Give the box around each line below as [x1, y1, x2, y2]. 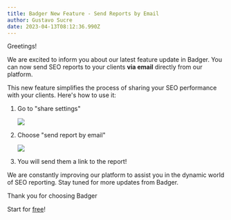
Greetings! [7, 42, 37, 51]
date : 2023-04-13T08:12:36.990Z [7, 23, 100, 30]
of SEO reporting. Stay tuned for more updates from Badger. [7, 178, 178, 187]
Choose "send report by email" [17, 131, 106, 139]
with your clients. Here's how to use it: [7, 91, 116, 99]
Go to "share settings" [17, 105, 81, 113]
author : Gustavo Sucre [7, 17, 73, 24]
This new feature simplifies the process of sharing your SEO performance [7, 84, 217, 92]
